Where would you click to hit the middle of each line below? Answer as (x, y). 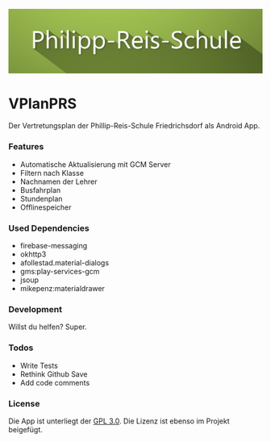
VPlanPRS (43, 104)
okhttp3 (33, 254)
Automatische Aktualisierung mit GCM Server (95, 164)
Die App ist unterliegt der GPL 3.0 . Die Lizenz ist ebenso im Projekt (119, 421)
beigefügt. (25, 429)
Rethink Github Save (54, 374)
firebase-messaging (54, 245)
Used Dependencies (49, 228)
